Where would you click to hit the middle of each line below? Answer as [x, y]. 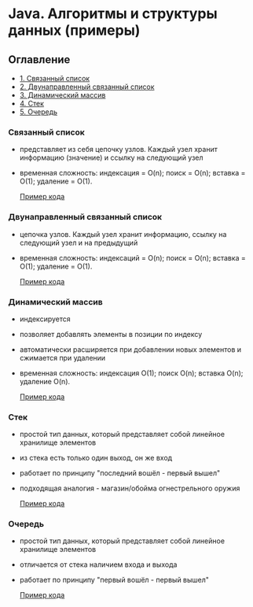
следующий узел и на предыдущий [79, 242]
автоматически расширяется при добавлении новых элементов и [130, 349]
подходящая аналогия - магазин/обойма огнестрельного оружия [130, 488]
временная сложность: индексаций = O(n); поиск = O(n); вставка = [132, 257]
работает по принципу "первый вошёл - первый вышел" [114, 580]
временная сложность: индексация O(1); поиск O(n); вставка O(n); [131, 373]
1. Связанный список [55, 78]
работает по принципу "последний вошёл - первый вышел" [120, 473]
